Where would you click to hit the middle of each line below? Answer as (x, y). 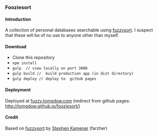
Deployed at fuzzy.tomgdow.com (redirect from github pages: (68, 101)
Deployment (18, 90)
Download (16, 46)
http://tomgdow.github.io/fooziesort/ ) (43, 106)
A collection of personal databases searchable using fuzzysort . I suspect (79, 30)
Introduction (18, 19)
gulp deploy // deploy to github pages (54, 79)
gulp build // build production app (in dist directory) (73, 74)
